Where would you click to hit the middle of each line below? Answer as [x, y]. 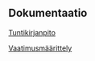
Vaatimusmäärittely [40, 48]
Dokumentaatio [48, 13]
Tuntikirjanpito [32, 32]
